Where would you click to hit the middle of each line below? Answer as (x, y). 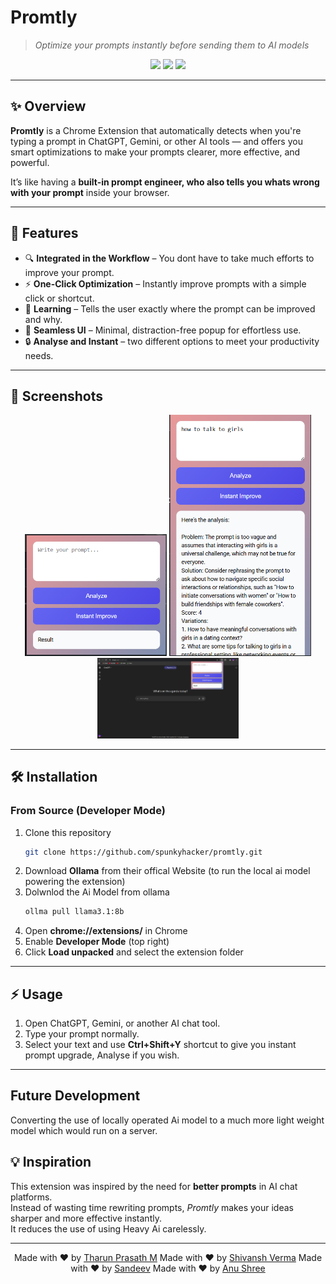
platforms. (31, 1197)
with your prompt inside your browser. (90, 192)
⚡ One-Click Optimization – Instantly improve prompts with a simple (165, 283)
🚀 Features (44, 233)
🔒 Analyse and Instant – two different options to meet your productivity (172, 341)
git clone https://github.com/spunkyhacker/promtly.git (143, 852)
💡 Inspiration (51, 1162)
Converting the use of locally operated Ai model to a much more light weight (167, 1120)
